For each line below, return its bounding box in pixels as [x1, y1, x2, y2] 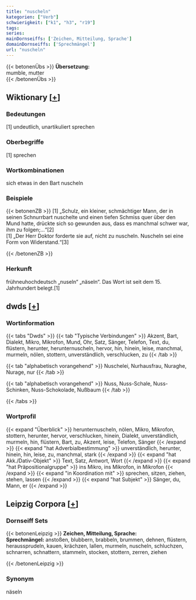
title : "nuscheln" [6, 8, 51, 15]
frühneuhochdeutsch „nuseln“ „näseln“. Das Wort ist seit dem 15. [6, 278, 162, 285]
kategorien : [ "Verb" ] [6, 14, 59, 20]
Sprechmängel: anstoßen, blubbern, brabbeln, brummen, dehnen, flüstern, [6, 536, 187, 544]
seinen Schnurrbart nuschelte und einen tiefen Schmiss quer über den [6, 214, 176, 221]
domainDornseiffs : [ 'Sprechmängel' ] [6, 42, 95, 48]
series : [6, 31, 25, 36]
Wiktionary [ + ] [6, 92, 60, 103]
